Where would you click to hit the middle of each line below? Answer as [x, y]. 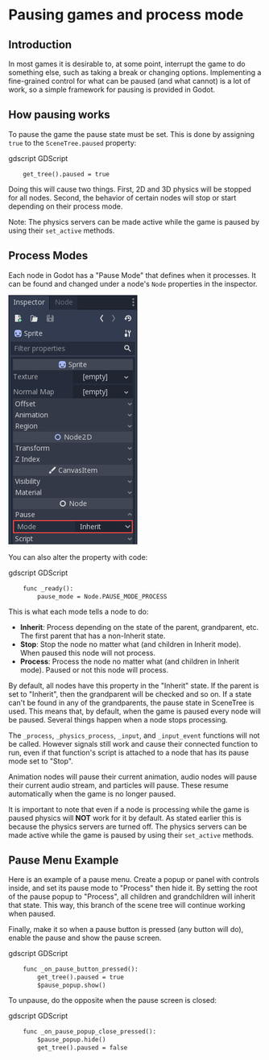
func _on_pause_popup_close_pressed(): [90, 1032]
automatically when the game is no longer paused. [92, 793]
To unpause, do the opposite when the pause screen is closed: [113, 1000]
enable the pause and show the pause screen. [85, 938]
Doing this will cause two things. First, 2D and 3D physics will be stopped [130, 189]
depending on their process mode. [66, 206]
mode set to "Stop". [41, 761]
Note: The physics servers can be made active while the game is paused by [134, 222]
